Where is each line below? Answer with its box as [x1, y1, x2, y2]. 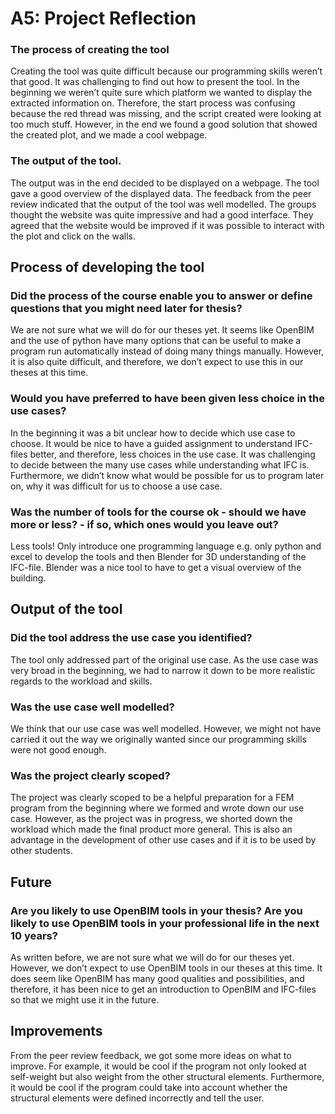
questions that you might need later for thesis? [10, 302, 243, 316]
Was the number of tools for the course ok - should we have [10, 505, 307, 519]
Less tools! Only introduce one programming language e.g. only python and [10, 540, 322, 552]
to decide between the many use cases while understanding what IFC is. [10, 458, 310, 471]
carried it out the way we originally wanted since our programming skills [10, 733, 307, 746]
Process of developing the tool [10, 259, 205, 276]
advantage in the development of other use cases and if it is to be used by [10, 834, 317, 846]
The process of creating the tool [10, 43, 170, 57]
